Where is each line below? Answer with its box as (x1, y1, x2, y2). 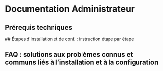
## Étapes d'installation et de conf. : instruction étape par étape (5, 36, 134, 42)
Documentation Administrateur (5, 3, 135, 15)
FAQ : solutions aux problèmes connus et (5, 50, 133, 59)
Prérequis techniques (5, 23, 73, 32)
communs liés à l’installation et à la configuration (5, 58, 159, 67)
